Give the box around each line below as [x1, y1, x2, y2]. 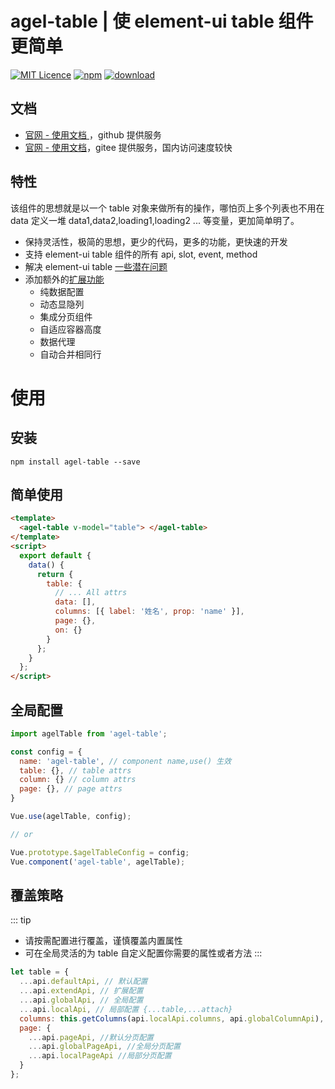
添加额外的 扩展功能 [24, 273, 105, 285]
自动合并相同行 [39, 348, 102, 360]
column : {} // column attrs [19, 775, 137, 785]
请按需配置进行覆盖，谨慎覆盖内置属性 [24, 935, 183, 947]
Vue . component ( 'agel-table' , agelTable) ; [10, 857, 186, 867]
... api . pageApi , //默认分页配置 [28, 1032, 154, 1042]
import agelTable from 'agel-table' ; [10, 728, 168, 739]
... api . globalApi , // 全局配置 [19, 995, 144, 1005]
